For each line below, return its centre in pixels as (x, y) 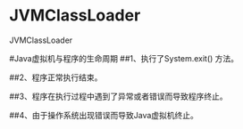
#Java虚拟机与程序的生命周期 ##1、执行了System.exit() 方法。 (124, 58)
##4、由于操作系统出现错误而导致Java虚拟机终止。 (104, 115)
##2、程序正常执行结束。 (56, 77)
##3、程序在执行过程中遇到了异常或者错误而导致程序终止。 (118, 96)
